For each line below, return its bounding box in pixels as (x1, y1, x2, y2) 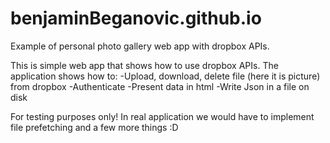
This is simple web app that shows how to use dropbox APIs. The (10, 59, 279, 71)
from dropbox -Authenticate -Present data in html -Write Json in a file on (10, 80, 310, 92)
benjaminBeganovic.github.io (10, 7, 262, 30)
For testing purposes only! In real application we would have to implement (10, 110, 315, 122)
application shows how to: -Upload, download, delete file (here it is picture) (10, 70, 321, 82)
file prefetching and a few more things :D (10, 121, 179, 133)
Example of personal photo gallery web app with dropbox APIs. (10, 40, 270, 52)
